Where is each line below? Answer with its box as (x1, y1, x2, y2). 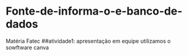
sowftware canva (5, 44, 49, 51)
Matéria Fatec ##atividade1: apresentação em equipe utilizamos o (5, 37, 171, 44)
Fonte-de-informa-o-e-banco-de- (5, 4, 183, 18)
